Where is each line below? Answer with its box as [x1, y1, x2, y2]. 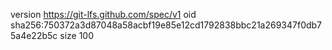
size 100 [59, 30, 95, 41]
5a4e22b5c [10, 30, 58, 41]
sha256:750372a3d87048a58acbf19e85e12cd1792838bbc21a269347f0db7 [10, 19, 323, 31]
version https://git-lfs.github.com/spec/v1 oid [10, 9, 197, 20]
